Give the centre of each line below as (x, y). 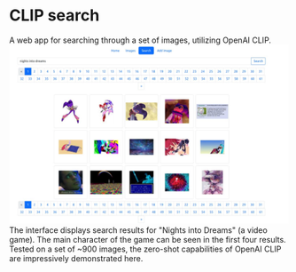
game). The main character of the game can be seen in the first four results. (148, 240)
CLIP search (55, 16)
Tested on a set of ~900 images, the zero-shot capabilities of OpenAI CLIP (145, 249)
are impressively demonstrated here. (76, 259)
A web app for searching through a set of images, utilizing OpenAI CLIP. (140, 40)
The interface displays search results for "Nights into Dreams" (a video (138, 230)
